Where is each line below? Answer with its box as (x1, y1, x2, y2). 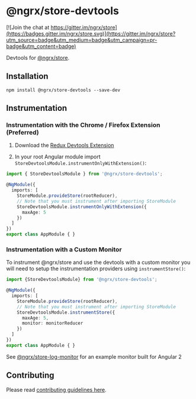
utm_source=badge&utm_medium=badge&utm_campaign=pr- (6, 36, 158, 43)
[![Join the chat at (6, 24, 50, 31)
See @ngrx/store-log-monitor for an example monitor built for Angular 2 (6, 353, 182, 360)
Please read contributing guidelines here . (6, 386, 107, 393)
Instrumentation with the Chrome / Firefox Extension (6, 121, 160, 129)
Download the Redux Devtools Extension (14, 142, 114, 149)
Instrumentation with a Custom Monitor (6, 245, 123, 253)
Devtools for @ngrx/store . (6, 54, 70, 61)
